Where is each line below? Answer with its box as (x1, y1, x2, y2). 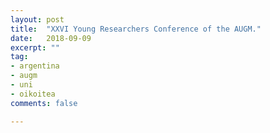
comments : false (10, 98, 78, 108)
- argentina (10, 61, 60, 71)
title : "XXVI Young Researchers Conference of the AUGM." (10, 24, 262, 34)
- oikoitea (10, 89, 56, 99)
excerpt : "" (10, 42, 60, 53)
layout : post (10, 14, 65, 25)
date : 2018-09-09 (10, 33, 92, 43)
